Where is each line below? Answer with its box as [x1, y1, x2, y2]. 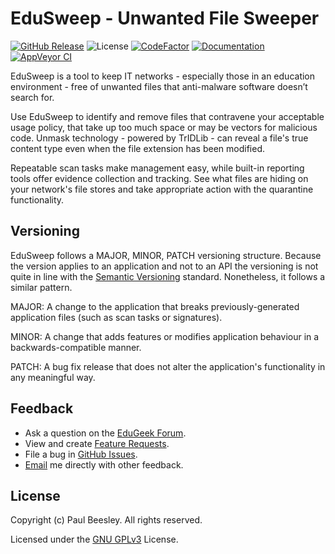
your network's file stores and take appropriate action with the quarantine [10, 183, 314, 195]
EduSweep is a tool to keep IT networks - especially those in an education [10, 70, 316, 82]
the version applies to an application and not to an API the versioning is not [10, 260, 319, 272]
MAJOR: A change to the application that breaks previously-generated [10, 300, 300, 312]
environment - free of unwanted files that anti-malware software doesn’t [10, 80, 308, 92]
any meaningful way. [10, 371, 96, 383]
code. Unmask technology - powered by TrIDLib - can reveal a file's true [10, 132, 309, 144]
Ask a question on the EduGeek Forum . [24, 427, 187, 439]
